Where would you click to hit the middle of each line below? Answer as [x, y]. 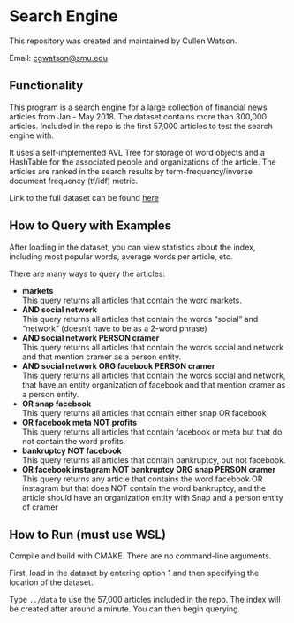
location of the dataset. [51, 582]
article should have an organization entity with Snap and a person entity [153, 497]
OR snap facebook [57, 404]
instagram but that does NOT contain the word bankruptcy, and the [144, 488]
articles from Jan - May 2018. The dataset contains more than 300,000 [138, 116]
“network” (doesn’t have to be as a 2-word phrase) [114, 328]
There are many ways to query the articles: [87, 273]
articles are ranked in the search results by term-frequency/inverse [131, 171]
